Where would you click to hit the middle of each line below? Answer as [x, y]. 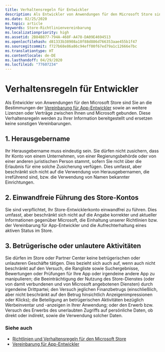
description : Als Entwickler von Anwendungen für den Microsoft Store [79, 14]
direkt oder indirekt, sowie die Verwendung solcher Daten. [64, 315]
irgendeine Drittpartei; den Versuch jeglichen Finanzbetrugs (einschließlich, [82, 289]
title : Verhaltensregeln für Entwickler [47, 10]
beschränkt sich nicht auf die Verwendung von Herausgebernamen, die [77, 172]
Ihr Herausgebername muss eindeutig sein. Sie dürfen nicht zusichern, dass [82, 151]
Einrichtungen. [20, 182]
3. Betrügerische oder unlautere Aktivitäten [73, 246]
